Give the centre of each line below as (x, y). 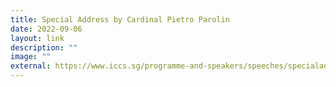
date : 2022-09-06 (46, 29)
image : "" (31, 57)
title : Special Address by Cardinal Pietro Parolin (120, 19)
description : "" (44, 47)
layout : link (37, 38)
